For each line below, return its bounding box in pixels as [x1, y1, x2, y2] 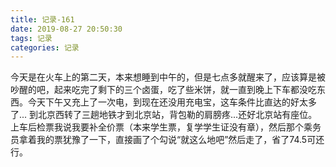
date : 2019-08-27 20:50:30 [10, 24, 123, 34]
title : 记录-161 [10, 14, 75, 25]
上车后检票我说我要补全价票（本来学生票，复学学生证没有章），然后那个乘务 [10, 121, 322, 133]
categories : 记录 [10, 42, 80, 53]
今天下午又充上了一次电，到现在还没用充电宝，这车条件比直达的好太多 [27, 96, 317, 108]
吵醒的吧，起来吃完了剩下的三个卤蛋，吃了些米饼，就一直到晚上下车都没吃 [10, 84, 317, 96]
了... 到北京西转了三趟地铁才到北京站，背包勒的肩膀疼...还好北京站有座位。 [10, 109, 318, 121]
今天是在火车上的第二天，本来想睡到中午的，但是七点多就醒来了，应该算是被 [10, 71, 326, 83]
